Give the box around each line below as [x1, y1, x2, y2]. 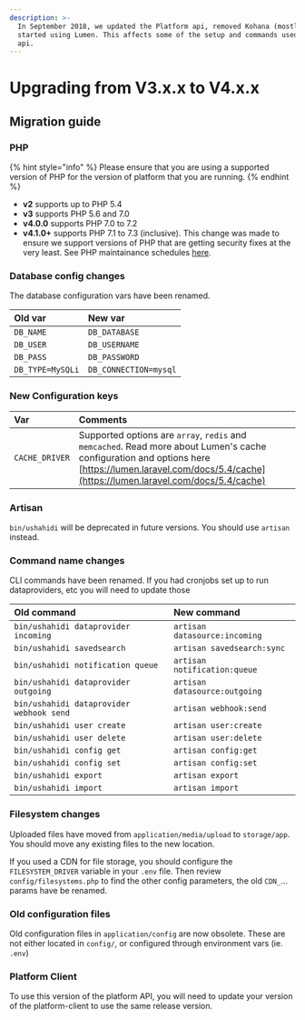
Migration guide [9, 114, 102, 129]
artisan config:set [173, 758, 258, 768]
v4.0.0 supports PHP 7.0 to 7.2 [22, 218, 138, 229]
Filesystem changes [9, 808, 101, 821]
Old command [14, 606, 76, 619]
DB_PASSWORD [87, 352, 140, 363]
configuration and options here [78, 451, 211, 464]
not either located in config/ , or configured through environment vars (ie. [9, 937, 283, 948]
